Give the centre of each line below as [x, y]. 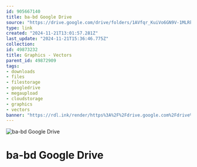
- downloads [21, 71]
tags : [13, 66]
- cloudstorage [25, 98]
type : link [19, 28]
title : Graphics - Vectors [39, 55]
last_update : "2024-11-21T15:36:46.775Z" [57, 39]
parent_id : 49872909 [31, 60]
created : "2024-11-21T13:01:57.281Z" [52, 33]
